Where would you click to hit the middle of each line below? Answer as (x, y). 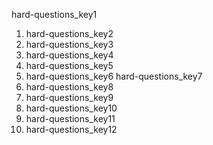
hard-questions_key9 (69, 97)
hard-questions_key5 (69, 65)
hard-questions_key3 (69, 44)
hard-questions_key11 (70, 118)
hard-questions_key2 (69, 33)
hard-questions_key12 (71, 129)
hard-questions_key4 (69, 55)
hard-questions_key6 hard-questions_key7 (114, 76)
